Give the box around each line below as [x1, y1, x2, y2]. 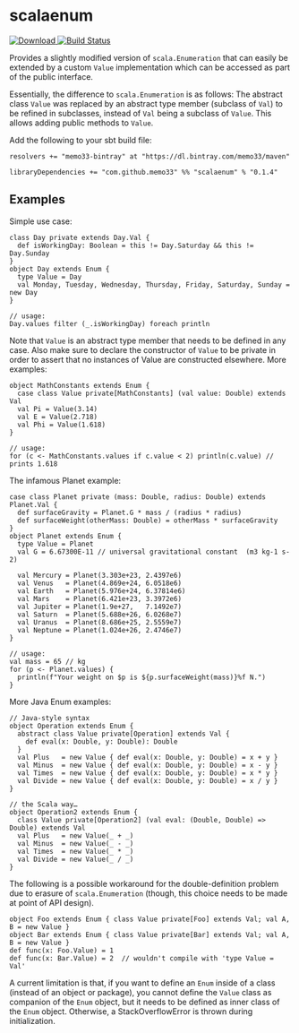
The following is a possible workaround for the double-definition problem [9, 878, 279, 889]
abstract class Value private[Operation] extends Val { [17, 729, 230, 738]
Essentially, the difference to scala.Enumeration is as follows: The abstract [9, 89, 284, 99]
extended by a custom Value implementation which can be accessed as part [9, 62, 291, 73]
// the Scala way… [9, 799, 78, 809]
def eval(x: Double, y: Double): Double [25, 736, 178, 746]
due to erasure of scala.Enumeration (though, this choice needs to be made [9, 888, 288, 899]
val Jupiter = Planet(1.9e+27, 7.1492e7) [17, 602, 182, 611]
